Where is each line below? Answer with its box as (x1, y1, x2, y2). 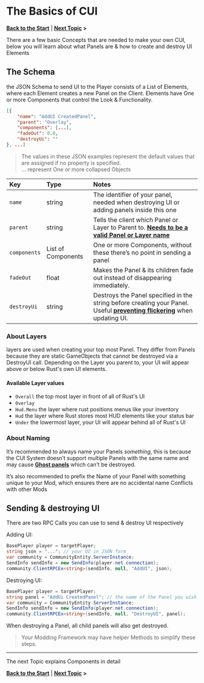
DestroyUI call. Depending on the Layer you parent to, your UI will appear (6, 359, 189, 366)
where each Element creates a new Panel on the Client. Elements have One (6, 90, 194, 97)
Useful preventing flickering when (93, 306, 193, 314)
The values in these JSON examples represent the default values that (21, 152, 195, 160)
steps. (21, 640, 37, 648)
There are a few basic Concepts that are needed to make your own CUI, (6, 36, 186, 43)
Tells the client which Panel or (93, 215, 178, 224)
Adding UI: (6, 531, 33, 539)
